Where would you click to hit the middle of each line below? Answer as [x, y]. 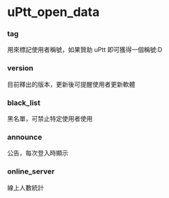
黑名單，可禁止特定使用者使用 [50, 119]
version [20, 68]
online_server [31, 172]
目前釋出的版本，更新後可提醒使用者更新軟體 [71, 84]
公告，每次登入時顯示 [38, 153]
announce [25, 137]
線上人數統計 [25, 188]
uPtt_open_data [53, 12]
